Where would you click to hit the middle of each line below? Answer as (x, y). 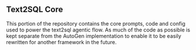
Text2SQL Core (35, 10)
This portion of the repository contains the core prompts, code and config (96, 23)
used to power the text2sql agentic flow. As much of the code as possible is (98, 30)
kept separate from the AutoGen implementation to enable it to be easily (94, 36)
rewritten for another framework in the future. (61, 42)
